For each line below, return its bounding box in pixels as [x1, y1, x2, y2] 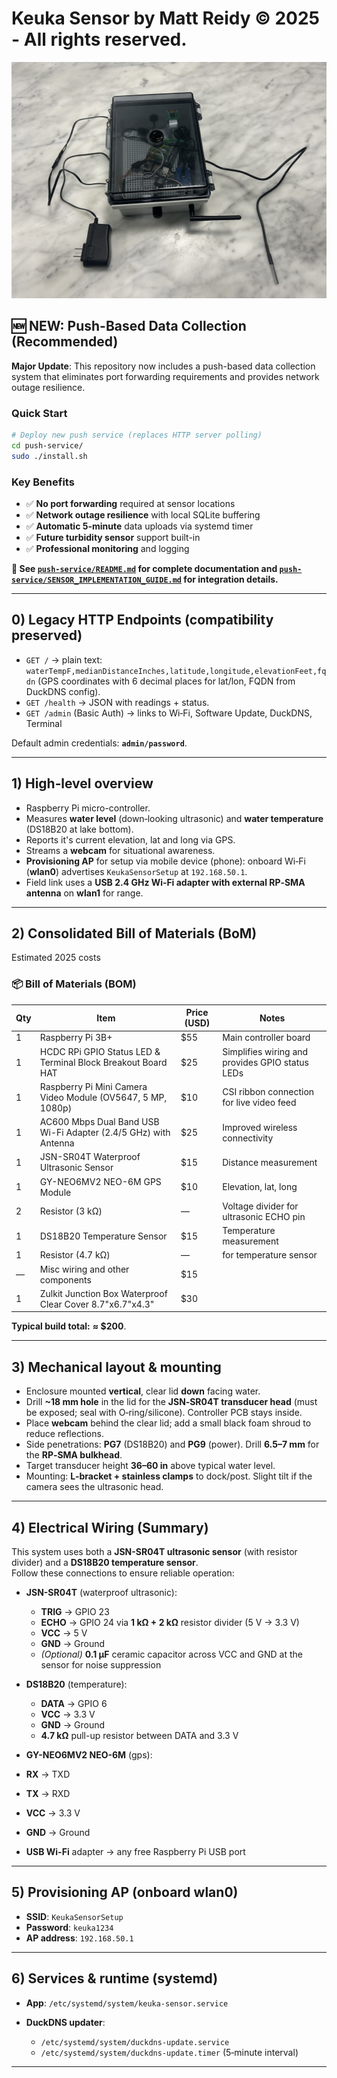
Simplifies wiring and [222, 1045, 309, 1057]
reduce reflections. [25, 1428, 104, 1440]
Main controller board [222, 1032, 311, 1044]
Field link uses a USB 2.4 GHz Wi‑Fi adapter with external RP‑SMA [25, 876, 306, 888]
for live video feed [222, 1097, 297, 1109]
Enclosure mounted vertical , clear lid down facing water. [25, 1385, 261, 1397]
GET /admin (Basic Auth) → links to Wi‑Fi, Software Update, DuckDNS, [25, 707, 313, 719]
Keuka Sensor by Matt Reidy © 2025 [11, 7, 320, 30]
